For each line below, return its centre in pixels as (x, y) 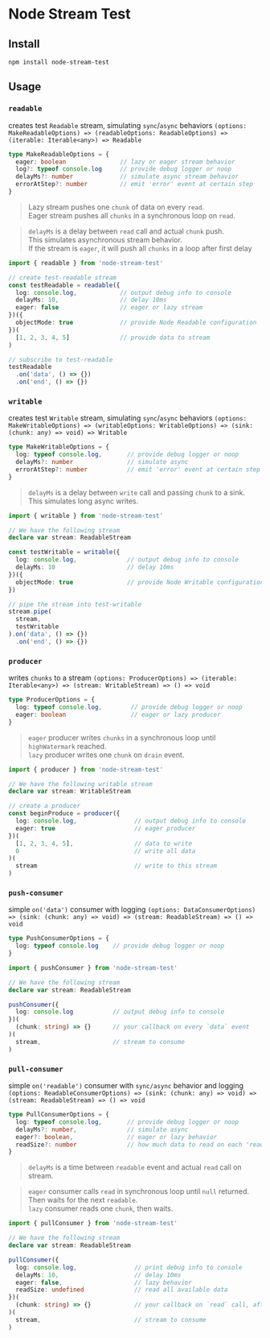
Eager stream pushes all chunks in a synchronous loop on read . (131, 215)
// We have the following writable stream (80, 784)
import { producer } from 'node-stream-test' (86, 769)
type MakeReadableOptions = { (59, 154)
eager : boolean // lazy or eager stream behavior (125, 162)
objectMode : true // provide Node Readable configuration (136, 323)
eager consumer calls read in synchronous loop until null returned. (139, 1191)
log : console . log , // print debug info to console (129, 1267)
